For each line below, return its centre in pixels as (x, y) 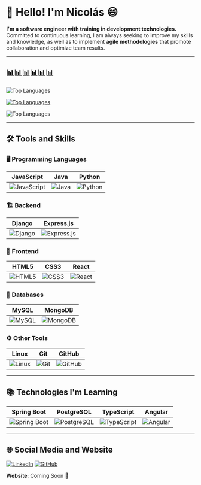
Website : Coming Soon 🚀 (37, 476)
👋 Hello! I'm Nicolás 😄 (62, 12)
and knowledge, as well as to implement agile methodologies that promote (99, 41)
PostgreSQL (74, 412)
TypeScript (118, 412)
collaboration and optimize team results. (56, 48)
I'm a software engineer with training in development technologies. (92, 29)
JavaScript (28, 177)
